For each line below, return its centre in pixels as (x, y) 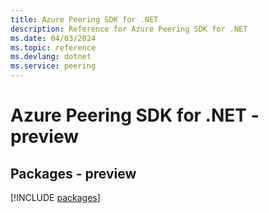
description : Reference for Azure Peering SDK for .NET (129, 29)
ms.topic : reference (53, 47)
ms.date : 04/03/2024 (53, 38)
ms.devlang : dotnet (51, 57)
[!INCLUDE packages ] (55, 197)
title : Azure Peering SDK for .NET (84, 19)
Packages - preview (73, 173)
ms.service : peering (53, 66)
